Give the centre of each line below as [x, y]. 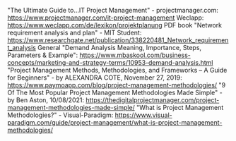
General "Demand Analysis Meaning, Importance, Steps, [120, 48]
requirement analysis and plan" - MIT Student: [75, 32]
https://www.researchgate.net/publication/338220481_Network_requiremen [118, 40]
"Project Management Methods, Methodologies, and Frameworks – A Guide [117, 70]
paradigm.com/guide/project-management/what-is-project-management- [115, 122]
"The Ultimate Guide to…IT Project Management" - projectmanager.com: [113, 10]
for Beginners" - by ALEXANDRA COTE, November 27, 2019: [95, 78]
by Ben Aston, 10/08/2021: [46, 100]
